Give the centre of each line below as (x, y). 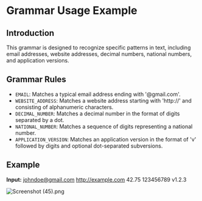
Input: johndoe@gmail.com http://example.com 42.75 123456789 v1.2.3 (96, 179)
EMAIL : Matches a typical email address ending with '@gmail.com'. (98, 94)
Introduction (30, 33)
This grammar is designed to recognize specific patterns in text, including (99, 47)
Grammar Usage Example (72, 11)
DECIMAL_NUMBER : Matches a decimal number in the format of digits (97, 114)
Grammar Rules (37, 80)
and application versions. (38, 60)
